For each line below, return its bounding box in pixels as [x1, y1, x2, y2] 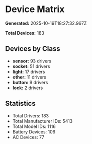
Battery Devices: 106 [12, 128, 56, 134]
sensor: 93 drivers [12, 58, 52, 64]
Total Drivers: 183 [12, 112, 49, 119]
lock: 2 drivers [12, 85, 43, 91]
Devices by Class [5, 44, 60, 53]
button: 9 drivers [12, 79, 48, 85]
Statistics [5, 99, 36, 108]
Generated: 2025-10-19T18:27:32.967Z [5, 20, 87, 26]
